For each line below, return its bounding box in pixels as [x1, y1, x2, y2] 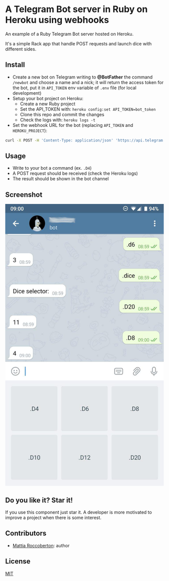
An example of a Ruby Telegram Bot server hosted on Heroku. [5, 31, 134, 37]
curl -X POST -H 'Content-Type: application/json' [5, 137, 114, 143]
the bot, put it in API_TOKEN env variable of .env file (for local [12, 85, 137, 91]
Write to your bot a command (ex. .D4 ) [12, 165, 92, 171]
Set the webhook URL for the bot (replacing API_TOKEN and [12, 122, 133, 128]
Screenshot [5, 190, 43, 199]
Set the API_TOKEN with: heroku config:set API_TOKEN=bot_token [20, 106, 156, 112]
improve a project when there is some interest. [5, 515, 102, 521]
